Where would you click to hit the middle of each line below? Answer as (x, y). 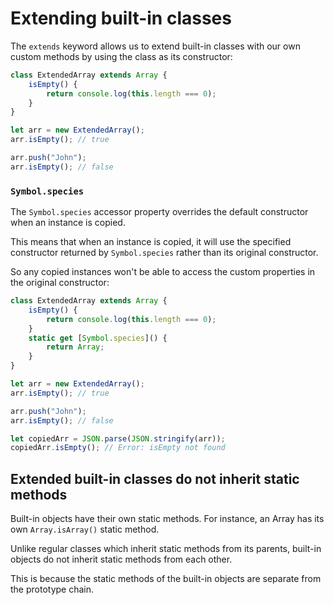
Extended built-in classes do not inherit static (155, 478)
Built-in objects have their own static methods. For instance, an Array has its (167, 519)
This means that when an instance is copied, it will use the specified (151, 242)
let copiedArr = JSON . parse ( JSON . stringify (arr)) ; (118, 438)
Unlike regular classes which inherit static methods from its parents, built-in (166, 549)
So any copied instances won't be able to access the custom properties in (163, 272)
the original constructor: (60, 283)
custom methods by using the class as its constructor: (121, 56)
